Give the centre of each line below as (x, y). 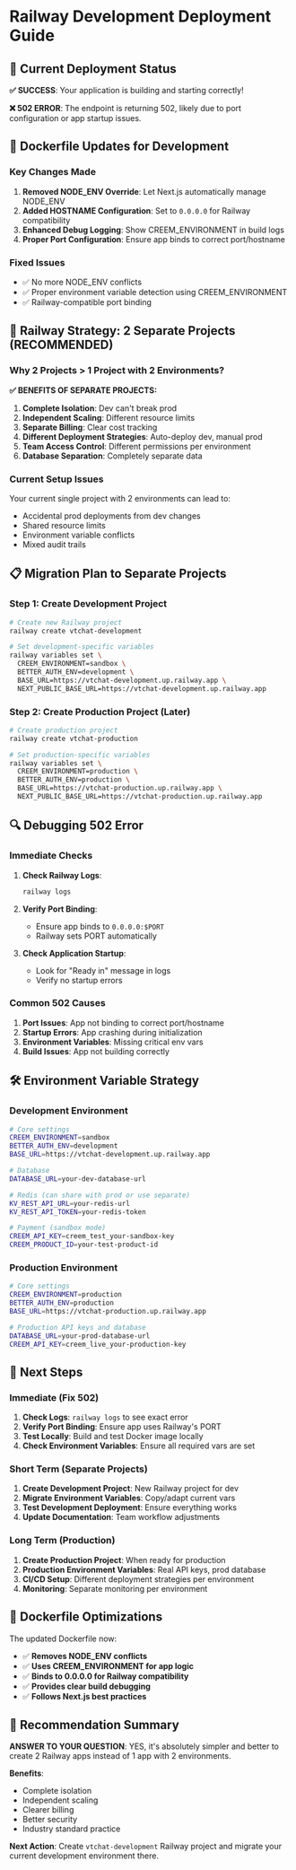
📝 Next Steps (46, 1372)
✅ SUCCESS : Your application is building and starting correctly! (126, 90)
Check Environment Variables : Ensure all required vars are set (139, 1446)
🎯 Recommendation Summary (94, 1725)
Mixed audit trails (54, 544)
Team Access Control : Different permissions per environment (136, 446)
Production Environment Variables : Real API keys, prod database (144, 1569)
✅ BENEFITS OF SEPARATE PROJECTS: (83, 390)
